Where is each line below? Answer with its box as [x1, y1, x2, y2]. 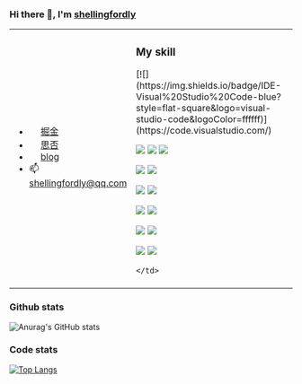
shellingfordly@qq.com [29, 177, 128, 189]
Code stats [9, 344, 58, 356]
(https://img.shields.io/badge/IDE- [136, 80, 281, 92]
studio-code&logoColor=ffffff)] [136, 113, 268, 126]
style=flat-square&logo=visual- [136, 102, 271, 115]
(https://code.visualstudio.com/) [136, 125, 272, 137]
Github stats [9, 301, 65, 313]
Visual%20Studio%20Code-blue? [136, 91, 281, 103]
